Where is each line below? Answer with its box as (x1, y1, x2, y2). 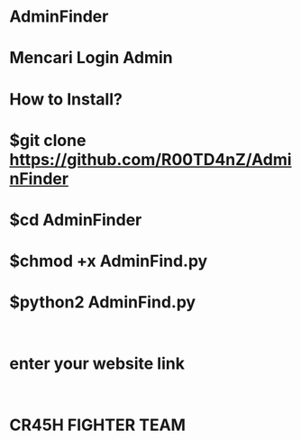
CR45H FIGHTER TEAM (9, 415, 187, 435)
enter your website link (9, 353, 185, 374)
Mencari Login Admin (9, 48, 173, 69)
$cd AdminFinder (9, 209, 142, 230)
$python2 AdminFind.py (9, 292, 196, 313)
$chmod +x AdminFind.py (9, 251, 208, 271)
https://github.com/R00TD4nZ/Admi (9, 149, 292, 170)
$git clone (9, 130, 87, 151)
